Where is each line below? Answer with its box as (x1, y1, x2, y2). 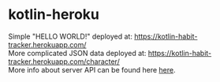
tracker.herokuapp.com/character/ (8, 57, 120, 66)
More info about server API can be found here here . (8, 65, 176, 74)
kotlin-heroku (8, 6, 100, 24)
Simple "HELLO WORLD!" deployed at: (8, 32, 132, 41)
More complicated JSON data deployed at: (8, 48, 147, 58)
